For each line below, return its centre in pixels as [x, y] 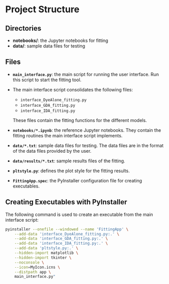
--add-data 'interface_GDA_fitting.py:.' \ [61, 239]
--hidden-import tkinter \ [43, 257]
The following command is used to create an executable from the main [79, 214]
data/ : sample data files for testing [49, 46]
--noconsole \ [29, 262]
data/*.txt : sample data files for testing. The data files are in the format [88, 145]
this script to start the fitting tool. [47, 80]
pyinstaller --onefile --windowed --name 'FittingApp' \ [67, 229]
